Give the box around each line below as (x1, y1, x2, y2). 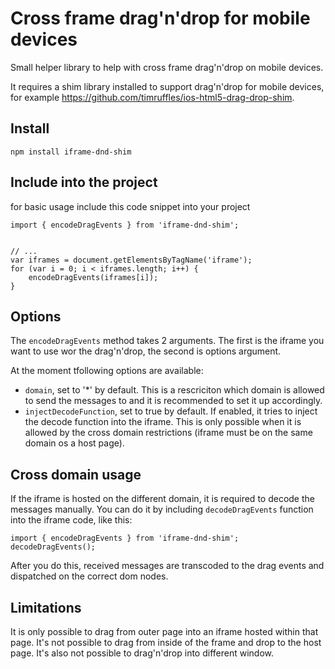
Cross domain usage (10, 466, 142, 483)
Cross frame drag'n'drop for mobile (10, 7, 311, 30)
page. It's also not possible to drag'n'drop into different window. (10, 647, 275, 659)
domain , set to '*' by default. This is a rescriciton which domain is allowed (24, 384, 325, 396)
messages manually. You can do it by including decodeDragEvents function (10, 503, 314, 516)
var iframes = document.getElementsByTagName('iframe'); (10, 255, 253, 265)
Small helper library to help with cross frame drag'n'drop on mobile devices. (10, 61, 324, 73)
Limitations (10, 599, 82, 616)
